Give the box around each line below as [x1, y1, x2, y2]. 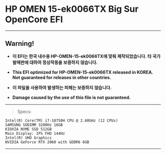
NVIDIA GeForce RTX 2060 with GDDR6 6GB [5, 139, 90, 145]
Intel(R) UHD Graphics [5, 135, 52, 140]
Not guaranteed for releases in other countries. [12, 74, 112, 80]
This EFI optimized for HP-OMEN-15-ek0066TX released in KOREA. [12, 69, 153, 75]
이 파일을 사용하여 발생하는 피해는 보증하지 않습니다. [12, 85, 112, 91]
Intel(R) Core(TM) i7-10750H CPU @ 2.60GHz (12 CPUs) [5, 118, 119, 123]
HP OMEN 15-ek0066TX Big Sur [5, 3, 139, 15]
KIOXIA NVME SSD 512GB [5, 126, 52, 131]
